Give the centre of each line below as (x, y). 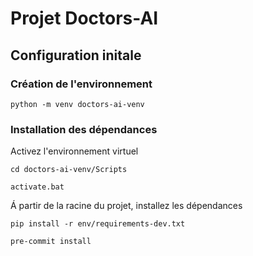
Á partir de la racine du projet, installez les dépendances (126, 206)
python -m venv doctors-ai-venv (77, 104)
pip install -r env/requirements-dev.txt (98, 224)
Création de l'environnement (81, 84)
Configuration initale (76, 55)
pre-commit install (51, 242)
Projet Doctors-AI (84, 18)
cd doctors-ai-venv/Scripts (69, 170)
